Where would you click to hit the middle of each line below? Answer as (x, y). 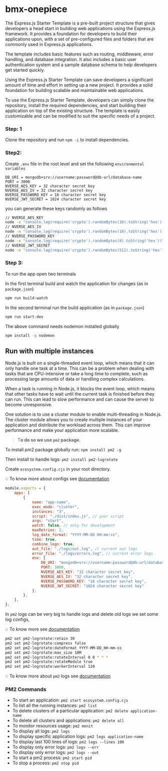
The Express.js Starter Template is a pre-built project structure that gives (80, 23)
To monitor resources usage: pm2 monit (53, 726)
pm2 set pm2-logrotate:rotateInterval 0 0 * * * (57, 657)
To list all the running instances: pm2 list (55, 705)
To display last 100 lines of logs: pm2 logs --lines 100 (68, 742)
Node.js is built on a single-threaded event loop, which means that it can (80, 363)
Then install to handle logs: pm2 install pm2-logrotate (61, 459)
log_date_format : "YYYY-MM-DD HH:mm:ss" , (76, 535)
